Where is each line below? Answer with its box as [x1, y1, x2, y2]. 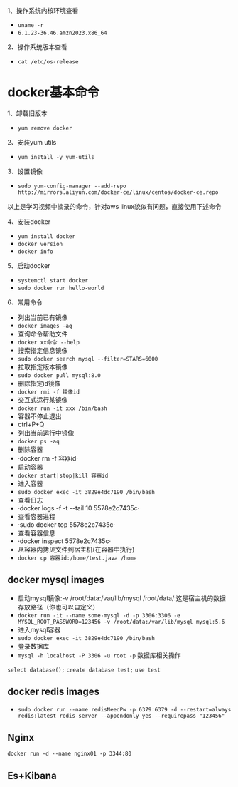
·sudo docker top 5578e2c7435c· [17, 520, 116, 529]
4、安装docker [7, 217, 51, 226]
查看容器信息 [17, 528, 55, 537]
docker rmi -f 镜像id [17, 388, 80, 396]
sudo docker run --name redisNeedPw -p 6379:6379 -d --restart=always [17, 706, 232, 713]
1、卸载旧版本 [7, 109, 48, 118]
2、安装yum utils [7, 138, 57, 146]
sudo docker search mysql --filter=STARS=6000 [17, 355, 158, 362]
